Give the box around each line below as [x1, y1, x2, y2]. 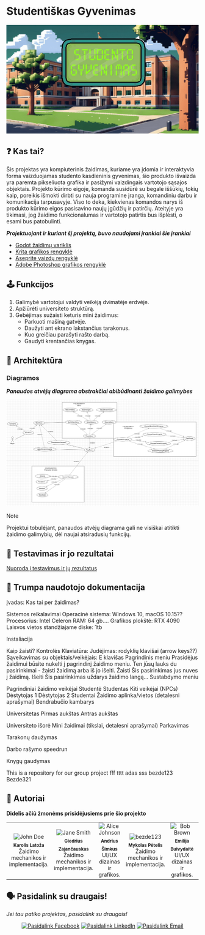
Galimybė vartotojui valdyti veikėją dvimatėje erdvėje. [15, 299, 149, 306]
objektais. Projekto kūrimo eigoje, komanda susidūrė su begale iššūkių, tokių [6, 185, 198, 192]
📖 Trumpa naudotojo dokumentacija [6, 583, 145, 593]
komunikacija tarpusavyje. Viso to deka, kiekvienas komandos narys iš [6, 198, 183, 206]
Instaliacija [6, 635, 34, 643]
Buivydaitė [170, 846, 194, 852]
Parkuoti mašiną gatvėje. [24, 318, 87, 326]
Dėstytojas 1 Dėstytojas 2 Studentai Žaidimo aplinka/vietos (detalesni [6, 691, 180, 699]
